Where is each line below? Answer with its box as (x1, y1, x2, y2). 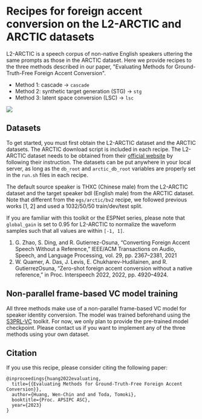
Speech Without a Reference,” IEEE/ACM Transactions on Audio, (15, 245, 176, 252)
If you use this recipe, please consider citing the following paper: (6, 364, 168, 371)
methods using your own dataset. (6, 330, 90, 338)
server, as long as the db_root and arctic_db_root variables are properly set (6, 165, 196, 172)
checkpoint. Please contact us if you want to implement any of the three (6, 324, 186, 331)
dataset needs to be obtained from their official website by (27, 152, 174, 159)
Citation (6, 347, 37, 358)
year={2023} (11, 402, 42, 409)
